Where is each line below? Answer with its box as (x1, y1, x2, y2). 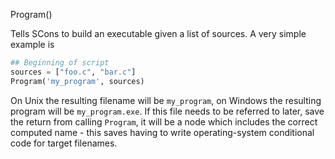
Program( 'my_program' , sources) (10, 76, 145, 86)
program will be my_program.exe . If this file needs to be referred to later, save (10, 105, 325, 117)
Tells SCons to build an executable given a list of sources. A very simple (10, 28, 307, 39)
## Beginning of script (10, 58, 110, 68)
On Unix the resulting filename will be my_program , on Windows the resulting (10, 94, 322, 106)
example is (10, 39, 55, 50)
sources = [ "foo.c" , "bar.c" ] (10, 67, 137, 77)
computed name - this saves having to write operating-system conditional (10, 126, 315, 138)
